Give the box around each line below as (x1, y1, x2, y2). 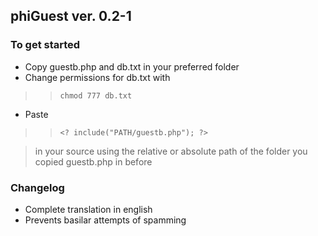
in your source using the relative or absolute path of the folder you (34, 145, 308, 157)
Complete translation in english (24, 203, 153, 215)
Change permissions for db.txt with (24, 71, 171, 83)
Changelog (10, 180, 65, 194)
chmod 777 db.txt (59, 90, 133, 101)
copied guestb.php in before (34, 155, 153, 168)
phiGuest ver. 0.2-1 (10, 8, 132, 25)
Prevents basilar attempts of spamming (24, 214, 187, 226)
